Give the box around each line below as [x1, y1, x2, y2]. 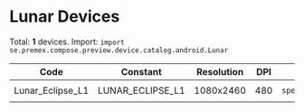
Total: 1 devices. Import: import [9, 36, 125, 47]
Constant [120, 65, 163, 78]
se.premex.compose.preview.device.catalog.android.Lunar [9, 45, 229, 55]
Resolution [195, 65, 244, 78]
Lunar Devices [9, 6, 120, 27]
